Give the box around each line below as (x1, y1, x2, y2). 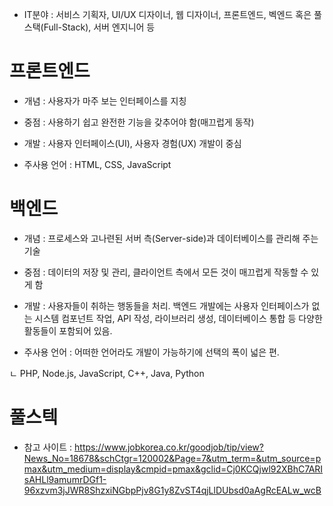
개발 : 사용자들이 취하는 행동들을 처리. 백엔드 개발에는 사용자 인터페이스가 (23, 299, 310, 312)
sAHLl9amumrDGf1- (23, 473, 107, 485)
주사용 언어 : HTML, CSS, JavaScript (23, 158, 172, 170)
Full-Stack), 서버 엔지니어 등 (43, 21, 156, 33)
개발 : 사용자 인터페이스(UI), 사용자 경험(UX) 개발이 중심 (23, 137, 242, 149)
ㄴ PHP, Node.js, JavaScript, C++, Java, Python (9, 367, 205, 379)
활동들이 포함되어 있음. (23, 324, 113, 337)
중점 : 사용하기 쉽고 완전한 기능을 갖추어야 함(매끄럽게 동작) (23, 116, 255, 128)
